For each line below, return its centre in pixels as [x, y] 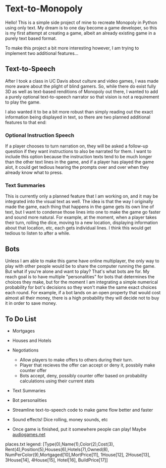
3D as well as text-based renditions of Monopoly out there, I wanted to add [82, 91]
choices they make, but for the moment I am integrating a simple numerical [82, 282]
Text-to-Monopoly [44, 9]
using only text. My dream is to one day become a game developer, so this [81, 27]
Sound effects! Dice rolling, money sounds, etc [60, 419]
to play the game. [23, 102]
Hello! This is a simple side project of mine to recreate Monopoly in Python [81, 22]
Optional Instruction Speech [40, 135]
